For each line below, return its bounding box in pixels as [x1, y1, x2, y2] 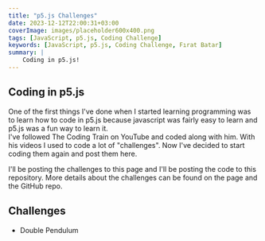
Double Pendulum [19, 225, 79, 235]
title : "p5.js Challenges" [8, 11, 98, 20]
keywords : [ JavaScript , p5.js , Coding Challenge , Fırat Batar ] [8, 41, 223, 49]
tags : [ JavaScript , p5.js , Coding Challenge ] [8, 33, 162, 42]
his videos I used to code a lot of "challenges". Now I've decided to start [8, 140, 245, 150]
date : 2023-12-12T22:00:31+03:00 [8, 19, 119, 27]
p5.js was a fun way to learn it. [8, 123, 109, 133]
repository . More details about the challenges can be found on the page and [8, 173, 258, 182]
